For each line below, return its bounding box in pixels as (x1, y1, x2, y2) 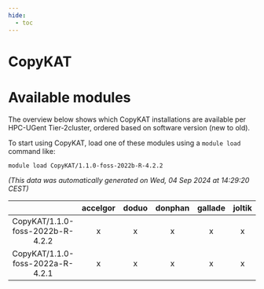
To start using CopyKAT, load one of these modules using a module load (8, 138, 241, 148)
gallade (196, 202, 225, 213)
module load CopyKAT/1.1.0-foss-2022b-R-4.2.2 (8, 162, 163, 170)
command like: (8, 146, 56, 155)
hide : (8, 11, 26, 20)
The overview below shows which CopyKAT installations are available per (8, 115, 246, 124)
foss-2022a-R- (12, 258, 74, 269)
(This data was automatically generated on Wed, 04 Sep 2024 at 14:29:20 (8, 175, 250, 185)
